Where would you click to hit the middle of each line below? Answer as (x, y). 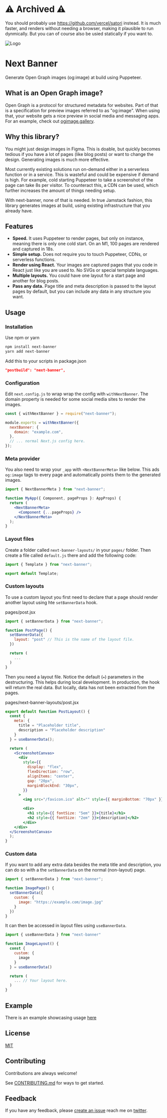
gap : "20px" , (41, 781)
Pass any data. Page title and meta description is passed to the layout (84, 286)
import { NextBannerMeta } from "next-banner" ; (55, 489)
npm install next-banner (31, 347)
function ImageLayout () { (32, 944)
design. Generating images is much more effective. (57, 159)
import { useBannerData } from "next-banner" (53, 935)
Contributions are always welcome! (41, 1073)
